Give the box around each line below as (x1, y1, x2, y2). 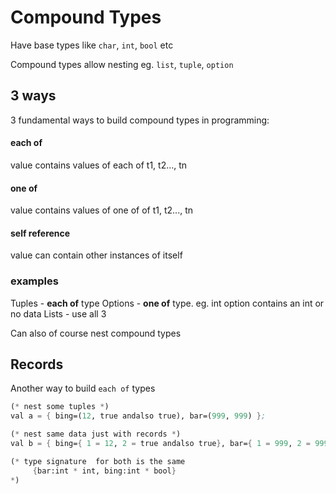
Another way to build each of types (10, 382, 156, 395)
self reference (10, 227, 71, 239)
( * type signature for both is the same (10, 456, 186, 466)
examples (10, 274, 59, 288)
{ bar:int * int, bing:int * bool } (32, 466, 177, 476)
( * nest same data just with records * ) (10, 429, 182, 440)
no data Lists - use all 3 (10, 307, 107, 320)
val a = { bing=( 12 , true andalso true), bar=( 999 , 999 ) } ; (10, 411, 267, 421)
